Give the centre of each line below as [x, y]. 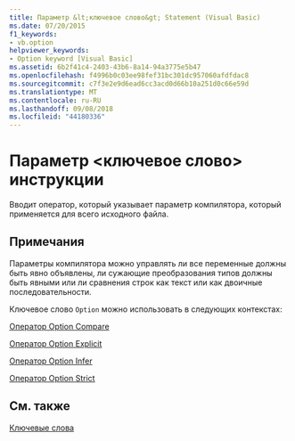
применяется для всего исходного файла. [89, 214]
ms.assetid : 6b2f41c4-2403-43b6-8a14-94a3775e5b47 [105, 68]
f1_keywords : [33, 34]
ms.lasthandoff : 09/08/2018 [61, 109]
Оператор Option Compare [59, 326]
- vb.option [31, 42]
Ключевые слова [41, 428]
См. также [40, 406]
